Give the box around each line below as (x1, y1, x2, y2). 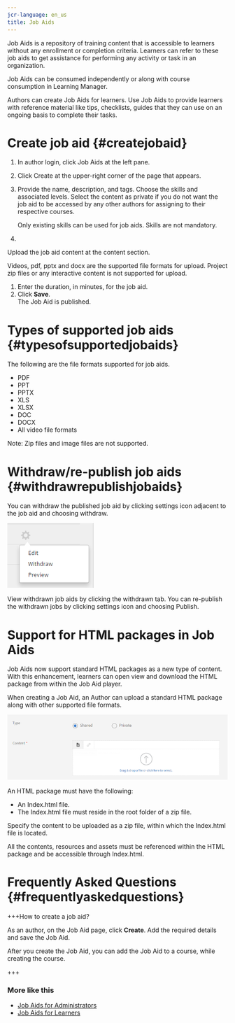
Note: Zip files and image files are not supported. (7, 439, 149, 448)
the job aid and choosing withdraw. (7, 509, 108, 518)
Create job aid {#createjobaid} (7, 135, 187, 150)
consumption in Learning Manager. (7, 82, 108, 90)
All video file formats (17, 425, 78, 434)
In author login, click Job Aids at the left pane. (17, 158, 150, 167)
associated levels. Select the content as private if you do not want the (17, 192, 218, 201)
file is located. (7, 828, 48, 837)
